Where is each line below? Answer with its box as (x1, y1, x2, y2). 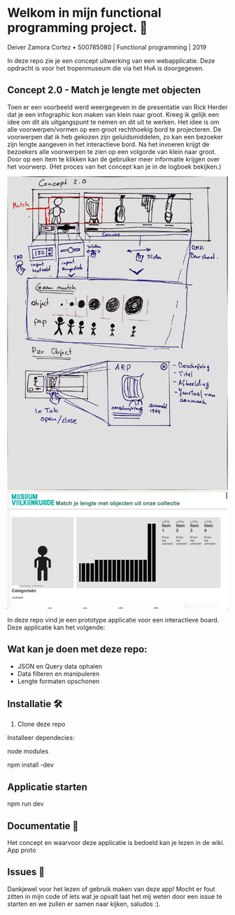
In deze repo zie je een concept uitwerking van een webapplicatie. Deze (7, 56, 215, 64)
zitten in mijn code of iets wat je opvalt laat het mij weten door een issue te (7, 892, 222, 900)
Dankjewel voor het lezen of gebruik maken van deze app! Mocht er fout (7, 884, 215, 893)
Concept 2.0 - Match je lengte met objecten (7, 84, 201, 96)
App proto (7, 846, 36, 855)
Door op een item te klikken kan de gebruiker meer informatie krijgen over (7, 155, 220, 163)
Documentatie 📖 (7, 820, 79, 832)
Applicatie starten (7, 781, 87, 792)
